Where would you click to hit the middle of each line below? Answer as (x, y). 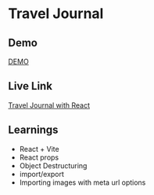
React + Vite (39, 149)
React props (39, 157)
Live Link (30, 86)
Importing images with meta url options (82, 182)
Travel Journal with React (49, 105)
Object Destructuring (53, 165)
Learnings (33, 130)
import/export (42, 174)
